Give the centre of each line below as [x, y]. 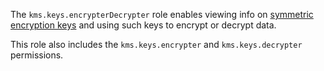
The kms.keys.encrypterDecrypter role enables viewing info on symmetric [162, 14]
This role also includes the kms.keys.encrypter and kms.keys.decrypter [156, 44]
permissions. [37, 55]
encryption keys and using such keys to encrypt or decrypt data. [143, 25]
